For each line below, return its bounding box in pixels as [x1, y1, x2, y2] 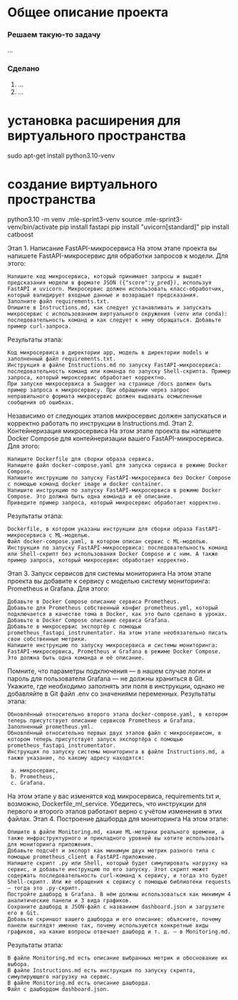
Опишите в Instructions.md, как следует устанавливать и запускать [7, 304, 212, 311]
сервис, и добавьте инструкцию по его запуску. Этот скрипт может [7, 865, 209, 873]
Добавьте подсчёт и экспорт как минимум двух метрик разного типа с [7, 847, 215, 854]
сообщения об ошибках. [7, 398, 75, 406]
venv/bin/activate [7, 222, 58, 231]
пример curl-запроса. [7, 322, 72, 330]
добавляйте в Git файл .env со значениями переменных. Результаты [7, 689, 216, 698]
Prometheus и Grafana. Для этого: [7, 584, 110, 592]
